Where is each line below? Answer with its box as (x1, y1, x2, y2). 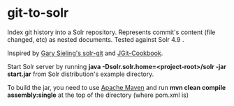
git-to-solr (7, 5, 69, 21)
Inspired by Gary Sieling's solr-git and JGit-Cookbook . (7, 49, 163, 57)
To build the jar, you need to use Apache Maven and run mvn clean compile (7, 83, 226, 91)
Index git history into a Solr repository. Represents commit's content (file (7, 28, 216, 36)
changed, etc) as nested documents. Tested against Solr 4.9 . (7, 35, 184, 43)
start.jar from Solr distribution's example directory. (7, 70, 154, 78)
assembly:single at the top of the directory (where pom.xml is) (7, 91, 189, 99)
